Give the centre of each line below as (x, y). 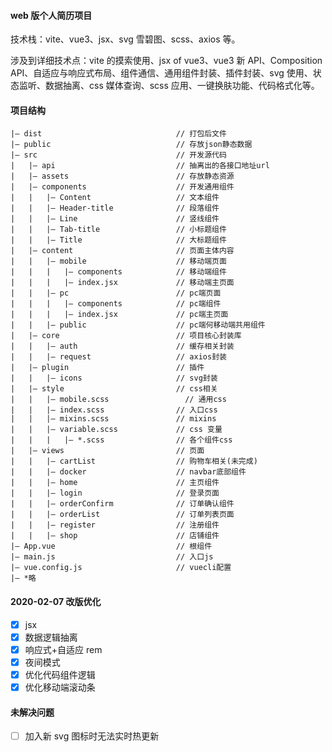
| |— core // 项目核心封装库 (126, 336)
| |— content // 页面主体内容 (122, 251)
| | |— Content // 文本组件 (115, 198)
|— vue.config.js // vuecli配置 (121, 568)
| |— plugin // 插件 (107, 368)
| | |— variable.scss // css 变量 (116, 430)
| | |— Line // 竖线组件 (115, 219)
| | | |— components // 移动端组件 (118, 272)
